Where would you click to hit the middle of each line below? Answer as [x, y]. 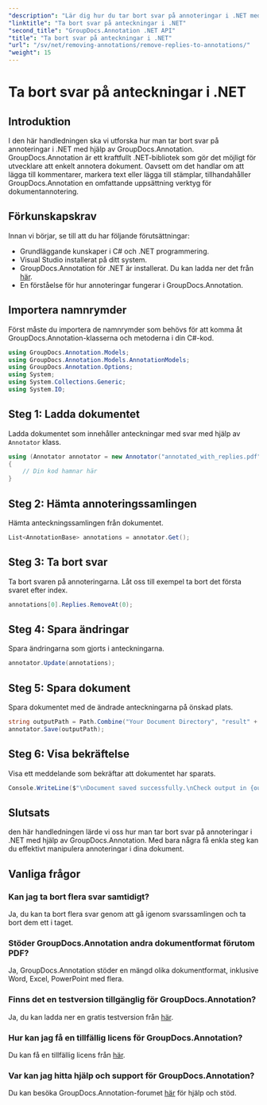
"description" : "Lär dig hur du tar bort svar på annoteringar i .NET [128, 16]
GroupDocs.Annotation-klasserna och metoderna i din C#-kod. [111, 338]
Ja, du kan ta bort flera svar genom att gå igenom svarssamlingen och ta [127, 914]
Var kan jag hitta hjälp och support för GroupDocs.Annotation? [132, 1076]
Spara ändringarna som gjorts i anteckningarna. [86, 649]
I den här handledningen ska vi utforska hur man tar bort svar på [114, 141]
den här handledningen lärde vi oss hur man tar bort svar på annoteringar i [130, 832]
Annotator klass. [35, 442]
